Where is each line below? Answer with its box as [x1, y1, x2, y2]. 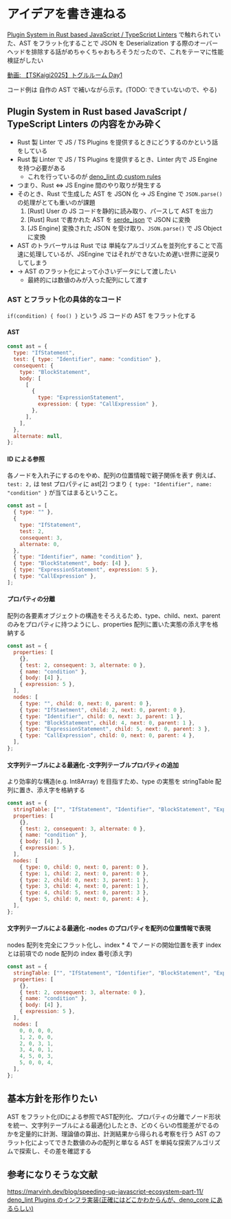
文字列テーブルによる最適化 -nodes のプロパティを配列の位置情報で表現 [7, 924, 211, 933]
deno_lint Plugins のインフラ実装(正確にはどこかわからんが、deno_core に [7, 1196, 217, 1204]
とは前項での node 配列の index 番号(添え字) [7, 950, 133, 958]
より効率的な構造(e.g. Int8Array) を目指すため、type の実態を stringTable [7, 778, 214, 786]
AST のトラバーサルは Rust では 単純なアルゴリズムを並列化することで [16, 241, 217, 249]
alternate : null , [13, 433, 63, 439]
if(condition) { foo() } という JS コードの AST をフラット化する [7, 311, 196, 320]
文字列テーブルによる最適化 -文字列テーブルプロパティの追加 [7, 760, 179, 769]
